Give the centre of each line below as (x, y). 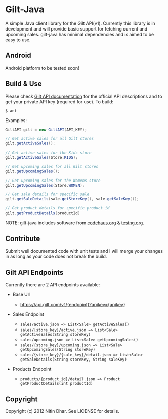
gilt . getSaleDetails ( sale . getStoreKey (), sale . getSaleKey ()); (72, 199)
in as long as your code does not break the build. (56, 256)
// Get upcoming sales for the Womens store (53, 181)
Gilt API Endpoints (34, 272)
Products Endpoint (32, 369)
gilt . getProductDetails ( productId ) (43, 213)
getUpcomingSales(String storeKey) (57, 349)
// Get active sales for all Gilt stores (50, 139)
